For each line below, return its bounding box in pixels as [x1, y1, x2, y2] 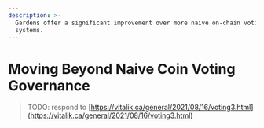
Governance [8, 76, 90, 94]
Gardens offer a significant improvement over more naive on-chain [15, 19, 241, 27]
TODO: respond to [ [27, 103, 92, 112]
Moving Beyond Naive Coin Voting [8, 60, 236, 78]
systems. [15, 26, 44, 34]
